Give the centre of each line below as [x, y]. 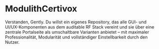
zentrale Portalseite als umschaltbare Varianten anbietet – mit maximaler [77, 32]
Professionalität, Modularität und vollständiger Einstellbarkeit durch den [76, 37]
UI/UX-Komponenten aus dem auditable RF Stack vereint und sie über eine [79, 27]
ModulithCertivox [41, 9]
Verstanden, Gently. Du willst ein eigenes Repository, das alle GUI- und [76, 22]
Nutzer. [12, 42]
